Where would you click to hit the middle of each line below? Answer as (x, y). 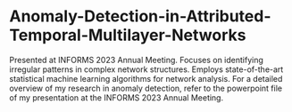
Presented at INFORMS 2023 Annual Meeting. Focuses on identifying (136, 60)
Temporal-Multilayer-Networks (128, 35)
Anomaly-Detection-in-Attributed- (140, 16)
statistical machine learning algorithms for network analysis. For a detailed (146, 78)
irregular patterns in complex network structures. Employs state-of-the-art (146, 69)
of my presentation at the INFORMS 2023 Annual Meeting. (117, 97)
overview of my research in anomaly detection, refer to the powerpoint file (146, 88)
